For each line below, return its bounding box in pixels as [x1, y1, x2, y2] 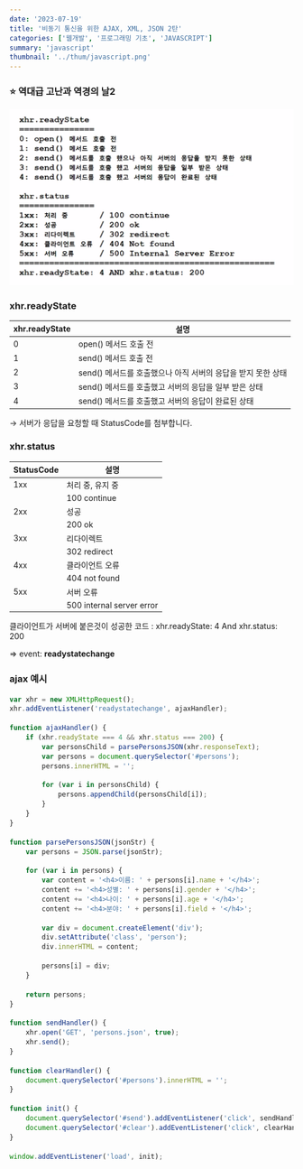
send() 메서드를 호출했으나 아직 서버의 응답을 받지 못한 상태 [78, 366, 288, 378]
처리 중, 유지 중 [66, 479, 119, 490]
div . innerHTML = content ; [41, 942, 140, 951]
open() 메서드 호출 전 [78, 339, 154, 349]
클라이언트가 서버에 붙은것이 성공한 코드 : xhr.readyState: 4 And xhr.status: [9, 621, 278, 632]
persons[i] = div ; [41, 961, 111, 970]
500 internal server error [66, 599, 159, 610]
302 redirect [66, 546, 114, 557]
